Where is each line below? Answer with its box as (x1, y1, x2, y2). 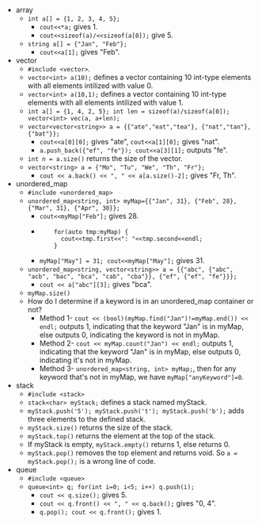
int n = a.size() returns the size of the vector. (27, 154, 184, 163)
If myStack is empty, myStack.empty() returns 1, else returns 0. (27, 440, 231, 449)
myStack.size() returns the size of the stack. (27, 423, 173, 432)
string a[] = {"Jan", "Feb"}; (27, 40, 128, 48)
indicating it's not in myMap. (39, 355, 132, 365)
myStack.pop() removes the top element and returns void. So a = (27, 448, 238, 457)
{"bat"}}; (27, 130, 61, 138)
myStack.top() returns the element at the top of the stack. (27, 431, 216, 441)
